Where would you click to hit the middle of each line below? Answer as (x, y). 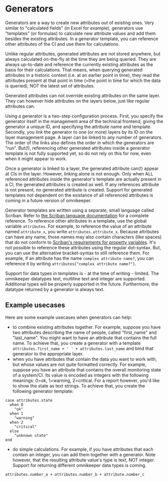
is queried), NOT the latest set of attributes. (50, 85)
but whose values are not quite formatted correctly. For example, (79, 364)
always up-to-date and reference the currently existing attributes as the (79, 64)
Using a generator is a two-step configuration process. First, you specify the (84, 116)
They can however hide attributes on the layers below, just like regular (77, 101)
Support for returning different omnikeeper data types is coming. (79, 465)
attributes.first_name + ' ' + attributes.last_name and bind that (83, 348)
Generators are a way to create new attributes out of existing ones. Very (80, 23)
